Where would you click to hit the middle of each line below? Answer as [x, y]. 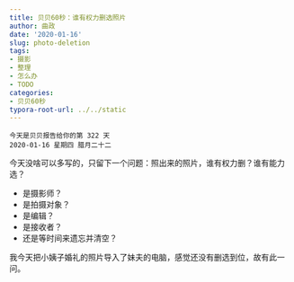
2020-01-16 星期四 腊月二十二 [61, 145]
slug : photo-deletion [50, 43]
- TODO [22, 84]
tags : [19, 51]
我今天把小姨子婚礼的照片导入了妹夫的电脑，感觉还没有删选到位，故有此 [143, 258]
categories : [31, 93]
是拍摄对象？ [46, 205]
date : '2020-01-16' [46, 34]
